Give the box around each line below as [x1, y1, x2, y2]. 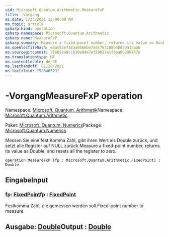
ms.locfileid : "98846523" [5, 69, 59, 74]
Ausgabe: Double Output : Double [5, 223, 112, 231]
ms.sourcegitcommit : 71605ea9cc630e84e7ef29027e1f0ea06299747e [5, 50, 141, 55]
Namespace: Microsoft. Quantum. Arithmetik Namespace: [5, 107, 124, 113]
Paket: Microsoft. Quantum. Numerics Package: [5, 122, 103, 128]
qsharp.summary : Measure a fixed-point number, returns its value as [5, 40, 154, 45]
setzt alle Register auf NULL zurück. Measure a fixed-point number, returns [5, 143, 160, 149]
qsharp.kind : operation [5, 26, 55, 31]
